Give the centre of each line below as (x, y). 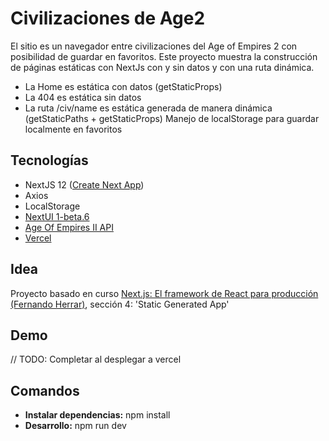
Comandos (45, 390)
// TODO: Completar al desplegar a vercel (96, 359)
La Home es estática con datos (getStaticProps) (123, 86)
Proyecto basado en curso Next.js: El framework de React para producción (164, 293)
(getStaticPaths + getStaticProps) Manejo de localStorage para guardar (172, 118)
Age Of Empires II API (69, 227)
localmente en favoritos (73, 129)
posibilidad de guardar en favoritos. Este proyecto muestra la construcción (164, 56)
